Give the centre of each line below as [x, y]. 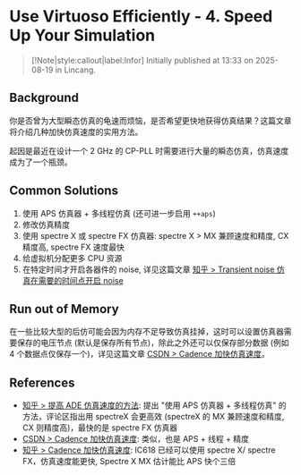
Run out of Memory [64, 309]
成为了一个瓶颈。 [41, 162]
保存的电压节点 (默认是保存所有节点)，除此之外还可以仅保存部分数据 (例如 [153, 343]
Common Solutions [64, 191]
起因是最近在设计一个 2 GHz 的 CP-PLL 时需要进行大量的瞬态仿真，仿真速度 [149, 150]
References [42, 382]
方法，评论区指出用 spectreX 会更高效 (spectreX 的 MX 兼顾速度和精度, [153, 417]
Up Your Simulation [82, 35]
